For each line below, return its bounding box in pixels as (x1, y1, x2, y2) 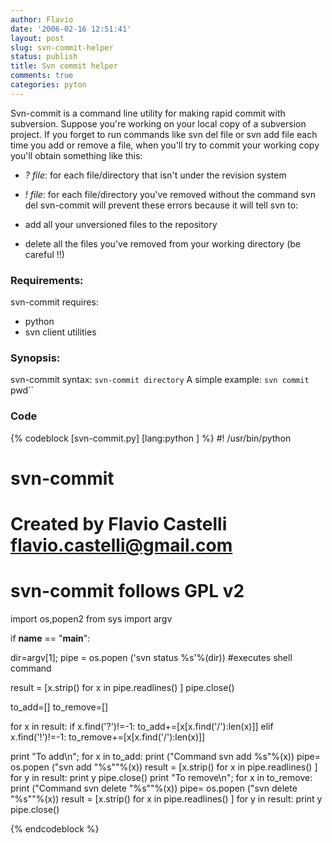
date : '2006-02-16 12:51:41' (10, 24, 132, 34)
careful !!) (24, 248, 65, 260)
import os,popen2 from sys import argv (10, 612, 173, 625)
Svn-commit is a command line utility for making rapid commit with (10, 107, 286, 119)
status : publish (10, 52, 78, 62)
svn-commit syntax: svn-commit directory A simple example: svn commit (10, 374, 310, 386)
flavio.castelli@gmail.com (10, 534, 233, 557)
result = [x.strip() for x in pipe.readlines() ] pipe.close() (10, 681, 235, 693)
